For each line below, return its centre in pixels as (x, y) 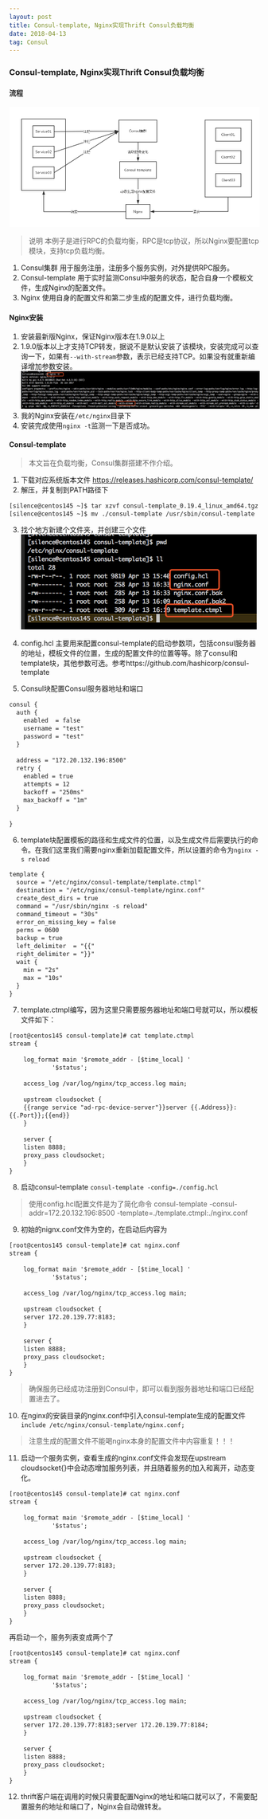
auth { (27, 713)
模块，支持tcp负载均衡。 (69, 251)
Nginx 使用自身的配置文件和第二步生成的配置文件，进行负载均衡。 (129, 298)
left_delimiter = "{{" (55, 947)
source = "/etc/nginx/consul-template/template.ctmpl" (109, 883)
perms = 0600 (38, 931)
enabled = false (52, 721)
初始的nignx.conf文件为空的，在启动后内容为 (94, 1229)
